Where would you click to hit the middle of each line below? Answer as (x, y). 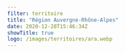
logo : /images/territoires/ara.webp (60, 39)
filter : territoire (35, 13)
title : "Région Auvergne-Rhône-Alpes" (63, 20)
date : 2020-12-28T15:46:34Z (48, 26)
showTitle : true (30, 33)
